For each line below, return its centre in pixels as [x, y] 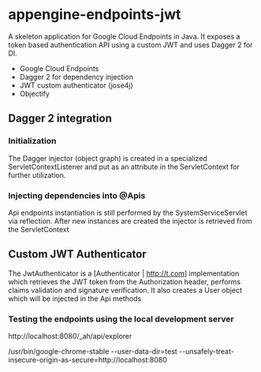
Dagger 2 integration [60, 119]
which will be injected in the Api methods [75, 299]
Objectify [34, 93]
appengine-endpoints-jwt [95, 15]
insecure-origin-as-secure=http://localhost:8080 [88, 360]
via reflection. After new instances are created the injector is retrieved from [130, 221]
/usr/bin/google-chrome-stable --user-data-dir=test [93, 351]
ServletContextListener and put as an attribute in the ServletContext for [124, 167]
